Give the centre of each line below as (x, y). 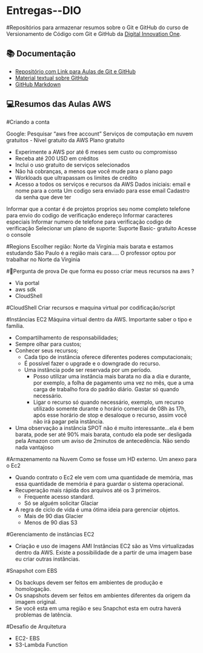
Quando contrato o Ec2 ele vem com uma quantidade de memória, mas (104, 477)
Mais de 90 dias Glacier (54, 516)
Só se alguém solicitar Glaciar (61, 503)
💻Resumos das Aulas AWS (59, 104)
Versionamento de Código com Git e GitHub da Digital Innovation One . (94, 33)
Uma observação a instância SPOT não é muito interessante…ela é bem (105, 428)
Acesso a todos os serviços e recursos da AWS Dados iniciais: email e (103, 184)
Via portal (27, 282)
